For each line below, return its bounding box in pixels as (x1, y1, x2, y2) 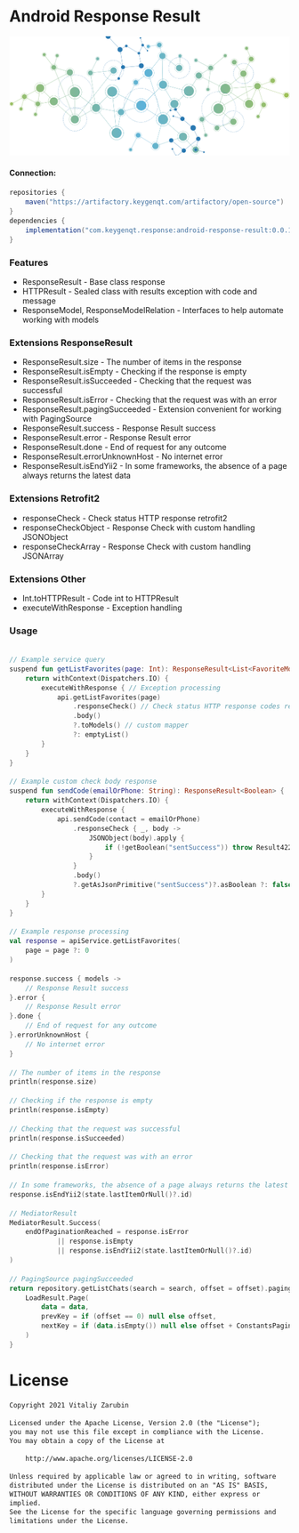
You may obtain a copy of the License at (9, 1436, 166, 1445)
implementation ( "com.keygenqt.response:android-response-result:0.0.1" (25, 225, 296, 235)
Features (9, 256, 49, 269)
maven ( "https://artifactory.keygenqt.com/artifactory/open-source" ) (25, 198, 285, 206)
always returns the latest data (21, 470, 132, 481)
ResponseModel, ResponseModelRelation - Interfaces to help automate (21, 304, 284, 315)
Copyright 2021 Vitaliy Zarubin (9, 1400, 129, 1409)
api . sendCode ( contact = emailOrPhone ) (56, 814, 201, 824)
